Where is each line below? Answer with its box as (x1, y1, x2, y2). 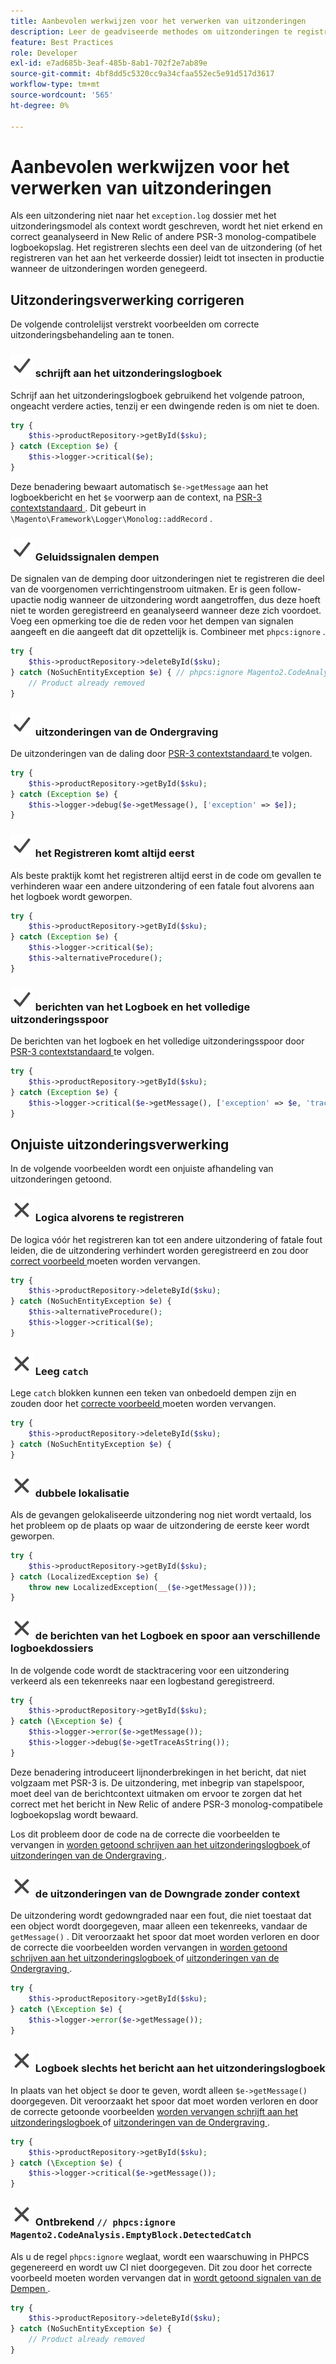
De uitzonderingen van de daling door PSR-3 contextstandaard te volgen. (10, 747, 313, 759)
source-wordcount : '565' (10, 90, 114, 100)
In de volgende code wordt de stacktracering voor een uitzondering (10, 1664, 290, 1676)
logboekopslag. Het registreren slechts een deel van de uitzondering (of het (10, 241, 323, 254)
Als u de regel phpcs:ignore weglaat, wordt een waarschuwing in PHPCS (10, 2250, 310, 2262)
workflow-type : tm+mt (10, 80, 101, 90)
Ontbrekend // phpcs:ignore (34, 2215, 176, 2229)
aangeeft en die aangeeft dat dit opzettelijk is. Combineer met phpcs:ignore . (10, 626, 326, 638)
